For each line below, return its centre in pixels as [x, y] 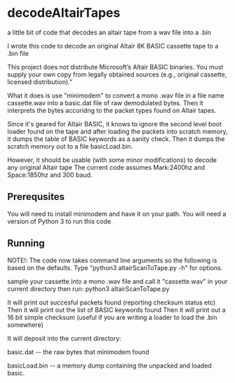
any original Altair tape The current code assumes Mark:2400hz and [106, 167]
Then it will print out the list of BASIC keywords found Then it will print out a [116, 309]
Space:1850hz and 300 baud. [50, 175]
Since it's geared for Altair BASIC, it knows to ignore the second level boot [115, 123]
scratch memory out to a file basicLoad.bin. [70, 146]
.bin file [18, 53]
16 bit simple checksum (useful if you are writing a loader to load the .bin [112, 317]
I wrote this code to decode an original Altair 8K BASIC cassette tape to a [113, 46]
